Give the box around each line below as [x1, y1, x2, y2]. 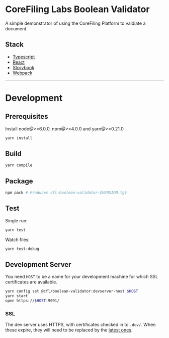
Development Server [5, 260, 71, 269]
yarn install [5, 135, 33, 140]
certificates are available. [5, 279, 58, 285]
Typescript [12, 54, 35, 60]
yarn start [5, 294, 28, 299]
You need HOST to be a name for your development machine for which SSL [5, 274, 158, 280]
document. [5, 25, 28, 31]
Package [5, 177, 34, 185]
